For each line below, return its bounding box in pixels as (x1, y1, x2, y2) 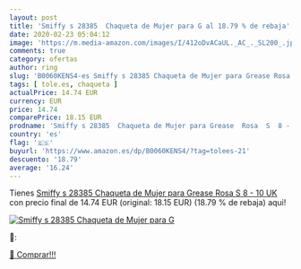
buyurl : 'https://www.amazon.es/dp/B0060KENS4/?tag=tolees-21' (9, 146, 251, 155)
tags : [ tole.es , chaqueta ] (9, 80, 118, 89)
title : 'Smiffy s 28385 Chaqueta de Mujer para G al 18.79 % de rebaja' (9, 22, 291, 30)
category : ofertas (9, 55, 78, 64)
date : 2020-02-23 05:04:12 (9, 30, 110, 39)
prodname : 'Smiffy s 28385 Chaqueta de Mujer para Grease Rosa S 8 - (9, 122, 291, 131)
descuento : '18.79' (9, 154, 82, 164)
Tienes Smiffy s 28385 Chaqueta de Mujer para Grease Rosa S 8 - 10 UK (9, 187, 278, 198)
